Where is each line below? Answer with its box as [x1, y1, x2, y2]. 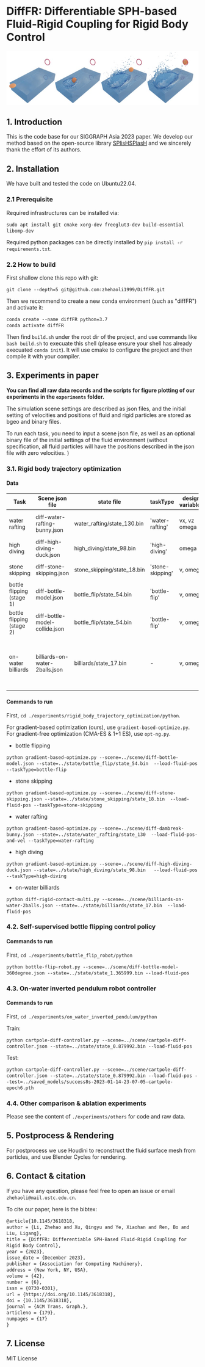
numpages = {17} [6, 1316, 48, 1322]
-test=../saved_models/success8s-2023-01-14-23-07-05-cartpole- [6, 1079, 173, 1085]
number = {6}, [6, 1279, 43, 1285]
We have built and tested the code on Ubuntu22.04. [6, 180, 137, 187]
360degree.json [6, 970, 45, 976]
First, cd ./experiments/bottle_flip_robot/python [6, 951, 133, 959]
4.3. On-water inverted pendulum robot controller [6, 984, 157, 993]
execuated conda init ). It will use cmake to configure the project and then [6, 346, 193, 354]
